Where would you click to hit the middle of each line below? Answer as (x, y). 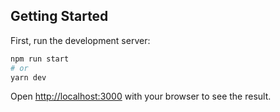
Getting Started (59, 16)
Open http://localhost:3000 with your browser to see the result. (141, 96)
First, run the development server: (80, 40)
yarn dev (28, 77)
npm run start (40, 59)
